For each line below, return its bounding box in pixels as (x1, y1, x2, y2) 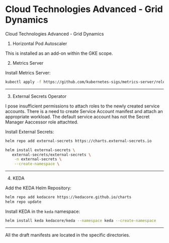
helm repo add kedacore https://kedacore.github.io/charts (5, 195, 132, 200)
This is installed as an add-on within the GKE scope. (5, 50, 113, 56)
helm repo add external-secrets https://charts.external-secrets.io (5, 138, 152, 144)
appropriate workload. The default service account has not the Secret (5, 113, 150, 119)
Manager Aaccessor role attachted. (5, 119, 79, 125)
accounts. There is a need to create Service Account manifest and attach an (5, 108, 163, 114)
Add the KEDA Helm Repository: (5, 185, 71, 191)
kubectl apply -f (5, 79, 42, 84)
